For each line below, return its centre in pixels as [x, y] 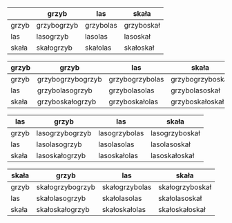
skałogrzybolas [127, 187]
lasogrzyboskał [175, 133]
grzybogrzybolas [136, 79]
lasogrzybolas [121, 133]
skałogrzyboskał [185, 187]
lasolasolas [116, 144]
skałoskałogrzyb [63, 210]
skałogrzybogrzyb [66, 187]
